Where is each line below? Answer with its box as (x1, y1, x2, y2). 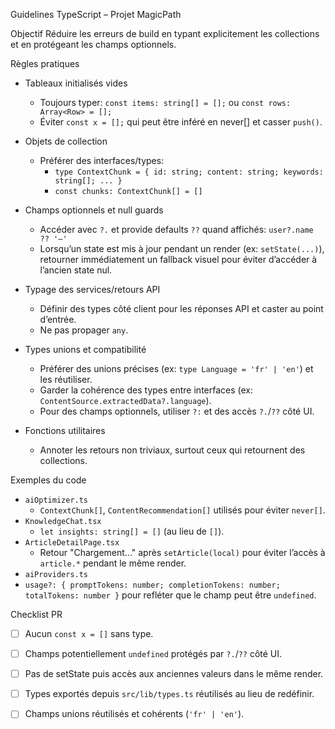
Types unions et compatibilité (24, 344, 147, 355)
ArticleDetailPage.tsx (24, 538, 120, 548)
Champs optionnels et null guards (24, 204, 164, 216)
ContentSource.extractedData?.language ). (39, 395, 212, 406)
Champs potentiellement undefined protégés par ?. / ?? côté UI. (24, 648, 283, 660)
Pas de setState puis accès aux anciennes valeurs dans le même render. (24, 668, 324, 680)
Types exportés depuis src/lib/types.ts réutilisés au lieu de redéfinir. (24, 688, 315, 700)
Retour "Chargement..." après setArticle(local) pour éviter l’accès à (39, 547, 326, 558)
